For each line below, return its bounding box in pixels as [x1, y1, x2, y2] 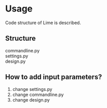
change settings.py [12, 86, 53, 92]
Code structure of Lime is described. [5, 20, 81, 26]
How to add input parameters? [5, 73, 102, 81]
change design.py [12, 96, 50, 103]
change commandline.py [12, 91, 64, 97]
